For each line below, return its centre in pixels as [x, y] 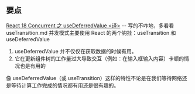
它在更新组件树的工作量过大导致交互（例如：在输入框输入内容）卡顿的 [99, 58]
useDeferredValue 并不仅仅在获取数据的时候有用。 [76, 51]
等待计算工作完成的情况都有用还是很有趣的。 [65, 85]
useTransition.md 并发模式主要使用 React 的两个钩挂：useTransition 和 [91, 32]
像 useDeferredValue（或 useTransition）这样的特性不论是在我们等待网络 [94, 78]
